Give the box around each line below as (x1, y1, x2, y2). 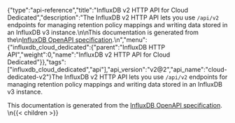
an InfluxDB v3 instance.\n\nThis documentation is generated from (7, 28, 199, 36)
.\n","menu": (112, 36, 148, 44)
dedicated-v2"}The (7, 73, 63, 81)
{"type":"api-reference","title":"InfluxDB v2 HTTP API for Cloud (7, 6, 189, 14)
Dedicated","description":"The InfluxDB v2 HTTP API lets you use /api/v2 (7, 13, 219, 22)
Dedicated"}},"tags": (7, 58, 66, 66)
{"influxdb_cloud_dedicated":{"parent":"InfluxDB (7, 43, 148, 51)
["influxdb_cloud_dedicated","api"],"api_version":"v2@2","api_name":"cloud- (7, 66, 227, 73)
